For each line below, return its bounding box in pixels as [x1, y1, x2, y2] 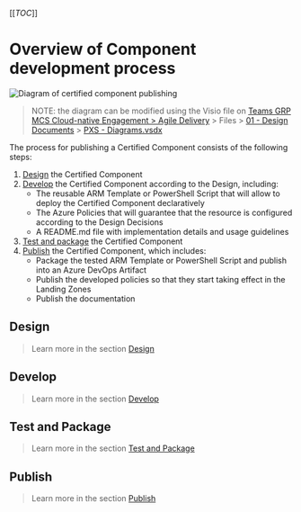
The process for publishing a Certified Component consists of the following [9, 141, 288, 152]
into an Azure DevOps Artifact [35, 265, 146, 275]
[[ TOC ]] [9, 8, 38, 18]
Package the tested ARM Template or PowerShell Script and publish [35, 255, 288, 265]
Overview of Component [9, 40, 197, 59]
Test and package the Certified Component [22, 236, 183, 247]
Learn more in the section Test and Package [31, 443, 195, 454]
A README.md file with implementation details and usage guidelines [35, 226, 289, 237]
